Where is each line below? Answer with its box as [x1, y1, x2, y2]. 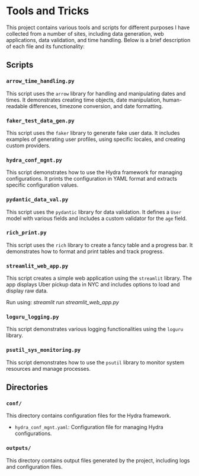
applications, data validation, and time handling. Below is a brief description [6, 36, 191, 43]
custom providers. [6, 141, 51, 149]
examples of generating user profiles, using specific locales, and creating [6, 135, 185, 143]
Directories [6, 382, 49, 393]
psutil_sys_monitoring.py [6, 346, 81, 354]
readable [6, 102, 28, 109]
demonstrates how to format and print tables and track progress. [6, 248, 164, 255]
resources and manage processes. [6, 365, 91, 372]
